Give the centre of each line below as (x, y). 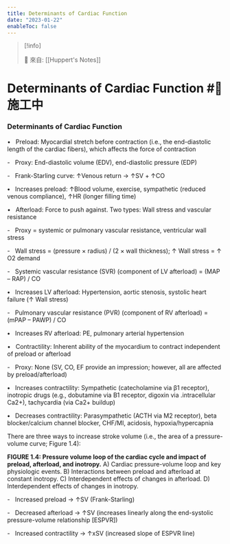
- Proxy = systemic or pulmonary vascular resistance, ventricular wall (107, 230)
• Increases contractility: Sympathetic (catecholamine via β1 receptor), (108, 387)
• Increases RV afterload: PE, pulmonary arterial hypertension (96, 333)
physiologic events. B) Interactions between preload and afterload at (104, 471)
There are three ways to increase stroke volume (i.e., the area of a (101, 436)
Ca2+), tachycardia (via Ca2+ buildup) (61, 402)
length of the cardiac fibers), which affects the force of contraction (102, 149)
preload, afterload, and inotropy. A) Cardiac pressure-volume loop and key (114, 464)
